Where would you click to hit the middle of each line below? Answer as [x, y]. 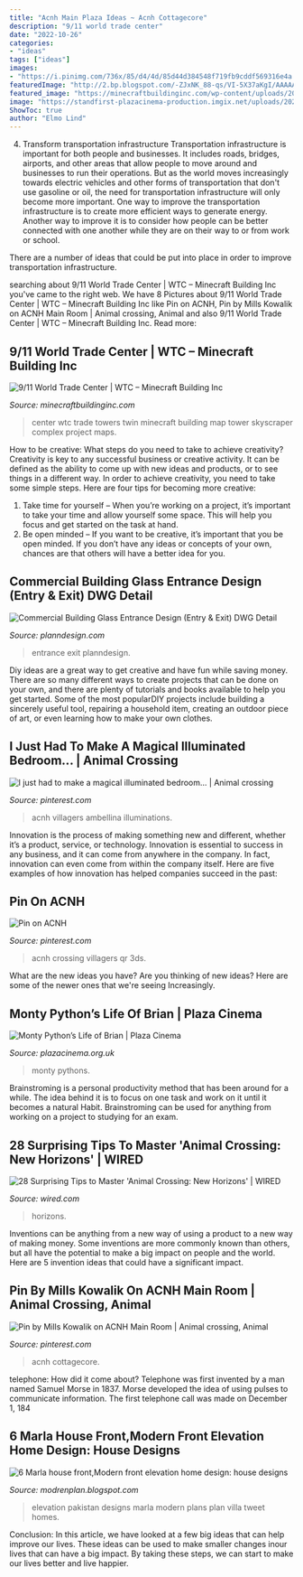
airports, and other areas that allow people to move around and [139, 163]
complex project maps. [74, 432]
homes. [46, 1516]
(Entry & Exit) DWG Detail [81, 596]
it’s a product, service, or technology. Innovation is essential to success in [147, 844]
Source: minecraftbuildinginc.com [72, 405]
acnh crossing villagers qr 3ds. [89, 958]
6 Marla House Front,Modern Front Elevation [137, 1437]
